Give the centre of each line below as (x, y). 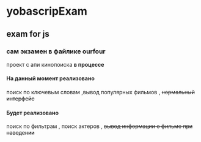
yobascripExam (47, 11)
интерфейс (20, 99)
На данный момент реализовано (50, 78)
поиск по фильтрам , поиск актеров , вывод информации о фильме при (100, 126)
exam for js (28, 34)
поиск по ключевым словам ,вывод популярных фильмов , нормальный (101, 92)
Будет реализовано (33, 113)
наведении (20, 133)
